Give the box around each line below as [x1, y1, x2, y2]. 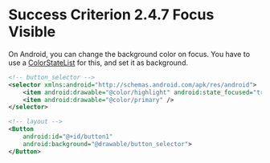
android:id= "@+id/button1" [22, 132, 113, 141]
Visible [8, 22, 56, 41]
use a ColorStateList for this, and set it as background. [8, 58, 189, 67]
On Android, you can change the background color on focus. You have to [8, 49, 251, 59]
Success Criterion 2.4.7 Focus [8, 6, 215, 24]
